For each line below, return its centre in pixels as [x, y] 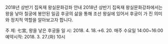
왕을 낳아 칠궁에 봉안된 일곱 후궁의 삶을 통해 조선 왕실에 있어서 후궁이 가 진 [79, 13]
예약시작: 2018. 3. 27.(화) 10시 [35, 37]
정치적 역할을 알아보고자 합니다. [42, 20]
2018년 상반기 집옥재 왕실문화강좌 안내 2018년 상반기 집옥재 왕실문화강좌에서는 [84, 7]
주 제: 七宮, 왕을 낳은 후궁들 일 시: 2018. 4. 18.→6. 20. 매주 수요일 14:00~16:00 [84, 30]
